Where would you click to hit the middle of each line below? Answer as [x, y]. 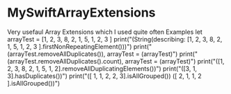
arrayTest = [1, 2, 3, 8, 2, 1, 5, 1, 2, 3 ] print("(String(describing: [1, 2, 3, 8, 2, [115, 39]
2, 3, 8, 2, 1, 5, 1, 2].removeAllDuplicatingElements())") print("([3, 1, [102, 68]
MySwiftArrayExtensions [81, 13]
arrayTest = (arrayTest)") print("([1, [175, 61]
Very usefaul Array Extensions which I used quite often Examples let [105, 32]
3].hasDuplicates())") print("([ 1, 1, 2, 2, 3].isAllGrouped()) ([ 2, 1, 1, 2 [104, 76]
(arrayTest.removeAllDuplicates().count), [65, 61]
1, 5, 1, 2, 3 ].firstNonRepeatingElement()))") [70, 46]
